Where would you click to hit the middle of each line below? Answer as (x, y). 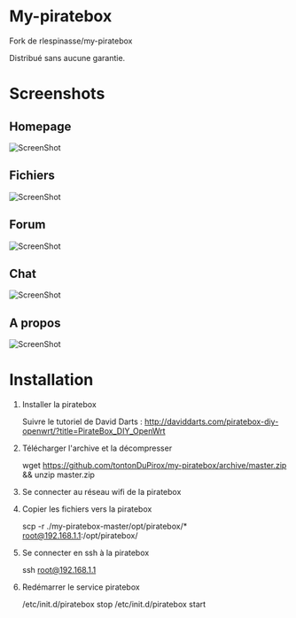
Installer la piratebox (59, 405)
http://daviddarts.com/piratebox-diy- (212, 421)
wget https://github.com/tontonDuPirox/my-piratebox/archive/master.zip (154, 466)
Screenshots (57, 94)
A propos (35, 323)
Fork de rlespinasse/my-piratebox (71, 41)
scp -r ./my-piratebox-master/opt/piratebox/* (105, 526)
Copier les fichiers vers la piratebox (87, 509)
